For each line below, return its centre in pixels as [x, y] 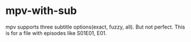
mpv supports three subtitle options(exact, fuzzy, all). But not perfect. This [95, 27]
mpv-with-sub [41, 11]
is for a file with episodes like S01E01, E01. [56, 33]
